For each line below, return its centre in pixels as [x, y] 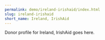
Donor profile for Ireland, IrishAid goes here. [50, 33]
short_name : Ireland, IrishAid [37, 19]
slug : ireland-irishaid [29, 14]
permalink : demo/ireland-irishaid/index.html [52, 10]
